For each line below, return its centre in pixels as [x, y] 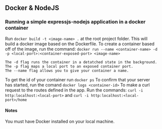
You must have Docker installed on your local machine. [60, 121]
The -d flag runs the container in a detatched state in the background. [81, 62]
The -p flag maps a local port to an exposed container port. [69, 66]
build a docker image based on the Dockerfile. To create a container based [80, 44]
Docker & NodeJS [32, 8]
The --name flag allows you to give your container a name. [67, 71]
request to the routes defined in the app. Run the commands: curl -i [74, 90]
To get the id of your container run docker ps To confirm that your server [78, 79]
